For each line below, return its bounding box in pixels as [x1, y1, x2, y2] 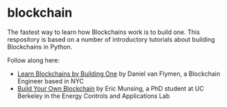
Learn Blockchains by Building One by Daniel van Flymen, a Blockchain [17, 69, 221, 78]
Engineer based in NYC [17, 76, 85, 85]
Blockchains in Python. [7, 42, 73, 51]
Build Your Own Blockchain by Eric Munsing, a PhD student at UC [17, 84, 205, 92]
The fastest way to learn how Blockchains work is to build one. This [7, 28, 200, 36]
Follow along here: [7, 56, 60, 64]
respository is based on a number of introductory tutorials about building [7, 35, 215, 43]
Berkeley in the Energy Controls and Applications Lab [17, 92, 170, 100]
